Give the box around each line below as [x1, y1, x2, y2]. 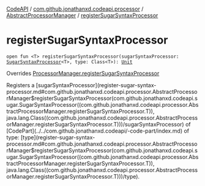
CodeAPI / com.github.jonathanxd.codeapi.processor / [6, 6, 144, 12]
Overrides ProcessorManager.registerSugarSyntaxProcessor [6, 69, 160, 77]
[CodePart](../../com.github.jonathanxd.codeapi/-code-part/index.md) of [6, 127, 190, 134]
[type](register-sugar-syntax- [20, 133, 95, 141]
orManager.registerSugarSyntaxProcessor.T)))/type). [6, 172, 140, 180]
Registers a [6, 81, 35, 88]
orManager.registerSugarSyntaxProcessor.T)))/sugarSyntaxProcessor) [6, 120, 185, 128]
